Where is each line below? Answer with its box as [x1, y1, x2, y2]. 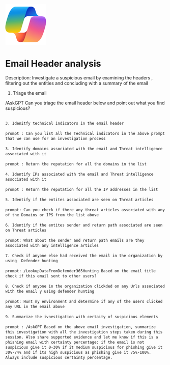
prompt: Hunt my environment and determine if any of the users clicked [5, 299, 163, 304]
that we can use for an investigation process [5, 136, 106, 141]
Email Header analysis [5, 58, 101, 70]
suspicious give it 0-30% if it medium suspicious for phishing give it [5, 345, 163, 350]
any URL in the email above [5, 304, 65, 309]
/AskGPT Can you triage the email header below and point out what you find [5, 100, 165, 106]
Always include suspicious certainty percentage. [5, 355, 113, 360]
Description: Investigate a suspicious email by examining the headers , [5, 74, 153, 80]
